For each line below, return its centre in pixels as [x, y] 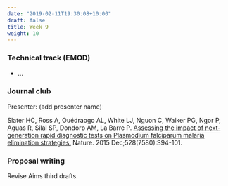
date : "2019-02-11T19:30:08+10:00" [59, 14]
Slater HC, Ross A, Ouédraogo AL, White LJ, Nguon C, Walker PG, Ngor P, [114, 120]
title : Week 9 [28, 27]
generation [23, 135]
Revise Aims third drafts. [43, 176]
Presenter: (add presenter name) [55, 107]
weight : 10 [23, 33]
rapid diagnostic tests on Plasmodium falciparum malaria [122, 135]
